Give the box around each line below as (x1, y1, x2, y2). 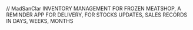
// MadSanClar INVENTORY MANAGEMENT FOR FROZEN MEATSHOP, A (6, 5, 181, 12)
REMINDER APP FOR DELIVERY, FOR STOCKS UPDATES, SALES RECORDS (6, 11, 187, 18)
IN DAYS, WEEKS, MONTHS (6, 18, 74, 24)
